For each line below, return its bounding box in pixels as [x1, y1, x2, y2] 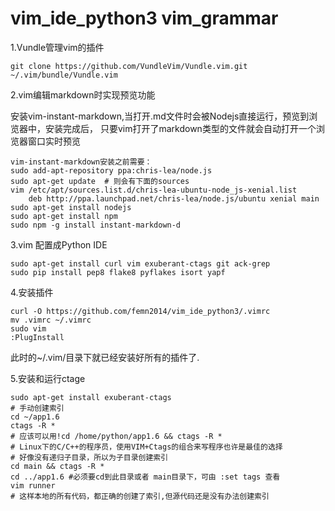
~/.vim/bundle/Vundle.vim [10, 70, 118, 80]
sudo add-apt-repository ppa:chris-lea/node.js [10, 165, 213, 176]
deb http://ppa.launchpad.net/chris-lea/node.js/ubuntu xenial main [28, 193, 320, 204]
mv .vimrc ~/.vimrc [10, 315, 92, 325]
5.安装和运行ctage [10, 372, 86, 384]
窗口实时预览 [27, 135, 81, 147]
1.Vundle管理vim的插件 [10, 41, 105, 53]
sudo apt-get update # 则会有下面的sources [10, 176, 190, 186]
